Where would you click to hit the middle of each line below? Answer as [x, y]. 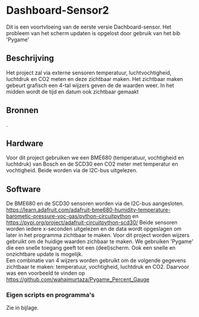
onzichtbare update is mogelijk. [45, 254]
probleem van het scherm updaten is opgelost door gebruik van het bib [93, 33]
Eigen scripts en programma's [50, 295]
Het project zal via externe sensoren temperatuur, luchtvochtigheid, [89, 73]
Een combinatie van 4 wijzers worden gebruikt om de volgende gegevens [96, 260]
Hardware [25, 143]
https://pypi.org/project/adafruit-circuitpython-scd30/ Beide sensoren [92, 223]
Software [23, 189]
